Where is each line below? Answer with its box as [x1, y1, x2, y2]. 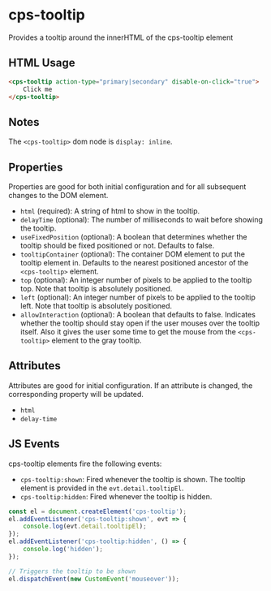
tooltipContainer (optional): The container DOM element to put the [19, 249, 246, 259]
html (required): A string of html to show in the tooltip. [19, 206, 200, 216]
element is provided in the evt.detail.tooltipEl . [19, 483, 184, 493]
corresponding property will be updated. [8, 389, 144, 399]
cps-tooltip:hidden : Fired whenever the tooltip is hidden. [19, 491, 213, 501]
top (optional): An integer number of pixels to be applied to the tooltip [19, 275, 252, 285]
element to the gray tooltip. [51, 335, 142, 345]
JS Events [8, 437, 60, 451]
